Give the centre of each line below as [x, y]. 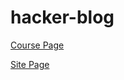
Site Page [30, 64]
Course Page [37, 45]
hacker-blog [62, 17]
